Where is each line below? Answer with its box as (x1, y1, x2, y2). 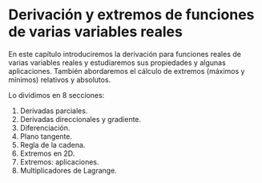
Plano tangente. (19, 131, 73, 141)
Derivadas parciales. (19, 106, 88, 116)
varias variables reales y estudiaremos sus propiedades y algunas (8, 58, 226, 67)
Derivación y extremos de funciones (8, 6, 255, 24)
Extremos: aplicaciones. (19, 157, 99, 166)
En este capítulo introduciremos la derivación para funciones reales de (8, 49, 242, 59)
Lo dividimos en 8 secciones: (8, 90, 105, 100)
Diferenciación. (19, 123, 71, 132)
